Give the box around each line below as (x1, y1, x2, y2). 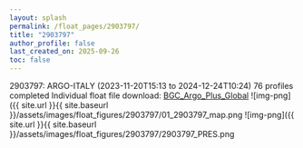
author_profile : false (9, 38, 95, 48)
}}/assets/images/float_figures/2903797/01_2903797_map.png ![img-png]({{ (9, 110, 295, 120)
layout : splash (9, 13, 67, 23)
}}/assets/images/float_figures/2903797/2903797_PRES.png (9, 129, 235, 139)
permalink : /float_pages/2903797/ (9, 22, 141, 31)
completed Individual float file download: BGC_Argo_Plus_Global (9, 90, 249, 101)
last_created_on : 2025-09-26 (9, 47, 120, 56)
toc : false (9, 55, 51, 64)
